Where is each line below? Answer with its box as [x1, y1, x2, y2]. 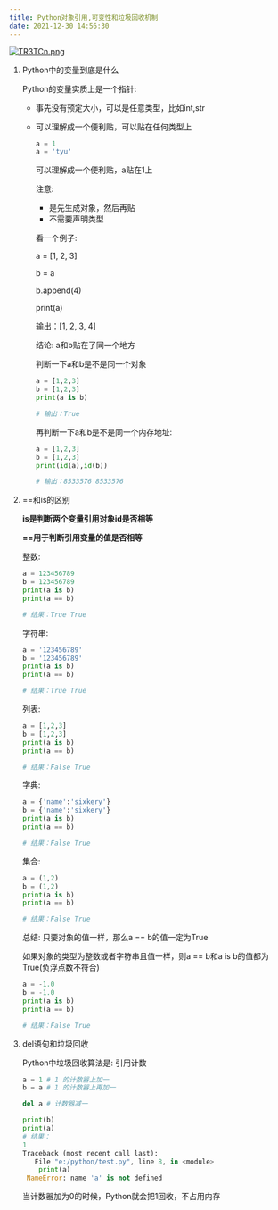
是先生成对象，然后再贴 [48, 203, 135, 213]
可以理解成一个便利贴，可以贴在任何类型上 [35, 121, 192, 132]
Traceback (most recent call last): [21, 1148, 159, 1157]
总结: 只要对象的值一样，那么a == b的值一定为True [21, 932, 208, 943]
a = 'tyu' [35, 147, 73, 156]
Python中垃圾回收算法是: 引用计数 [21, 1057, 147, 1068]
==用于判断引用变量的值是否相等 [21, 532, 143, 543]
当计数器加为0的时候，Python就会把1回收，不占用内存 [21, 1191, 221, 1202]
